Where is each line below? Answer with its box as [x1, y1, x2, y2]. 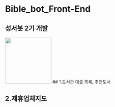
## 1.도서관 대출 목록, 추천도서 [52, 79, 111, 85]
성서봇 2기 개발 [5, 24, 48, 32]
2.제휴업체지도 [5, 94, 48, 103]
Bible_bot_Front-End [5, 3, 91, 15]
